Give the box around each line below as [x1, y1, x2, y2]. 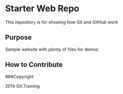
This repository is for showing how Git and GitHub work [5, 19, 118, 25]
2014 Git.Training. [5, 83, 41, 89]
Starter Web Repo [5, 3, 80, 14]
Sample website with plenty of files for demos [5, 46, 99, 52]
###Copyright [5, 73, 34, 79]
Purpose [5, 33, 32, 42]
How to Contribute [5, 61, 63, 69]
